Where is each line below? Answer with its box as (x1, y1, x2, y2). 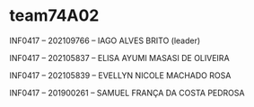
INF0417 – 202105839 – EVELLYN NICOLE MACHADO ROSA (9, 69, 232, 81)
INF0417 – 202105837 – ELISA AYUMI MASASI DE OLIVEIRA (9, 52, 231, 63)
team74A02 (9, 5, 100, 26)
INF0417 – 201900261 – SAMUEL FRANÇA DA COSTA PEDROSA (9, 87, 245, 98)
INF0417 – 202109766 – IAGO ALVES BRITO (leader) (9, 35, 201, 46)
